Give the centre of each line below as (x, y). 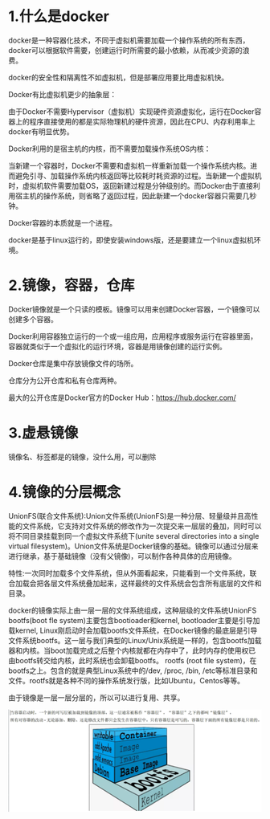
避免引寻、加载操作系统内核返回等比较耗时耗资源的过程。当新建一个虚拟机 (138, 175)
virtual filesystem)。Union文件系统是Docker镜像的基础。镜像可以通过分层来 (133, 546)
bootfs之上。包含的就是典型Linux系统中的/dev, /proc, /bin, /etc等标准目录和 (133, 670)
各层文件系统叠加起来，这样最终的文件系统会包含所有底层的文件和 (152, 583)
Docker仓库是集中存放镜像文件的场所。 (73, 363)
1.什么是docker (59, 16)
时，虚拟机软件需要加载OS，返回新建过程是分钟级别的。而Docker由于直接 (131, 185)
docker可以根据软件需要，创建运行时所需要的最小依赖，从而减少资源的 (125, 50)
